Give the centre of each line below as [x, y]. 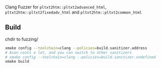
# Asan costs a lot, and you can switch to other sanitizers [69, 52]
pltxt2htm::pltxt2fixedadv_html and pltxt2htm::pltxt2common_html [73, 12]
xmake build [17, 62]
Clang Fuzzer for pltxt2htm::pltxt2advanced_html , [56, 7]
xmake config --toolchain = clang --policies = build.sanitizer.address [76, 48]
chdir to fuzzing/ [22, 39]
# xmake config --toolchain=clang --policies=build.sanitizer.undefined [80, 57]
